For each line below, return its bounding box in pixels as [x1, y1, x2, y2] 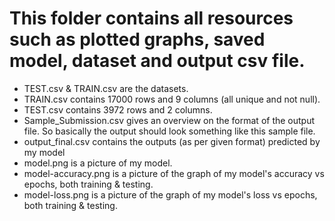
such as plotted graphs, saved [9, 28, 266, 51]
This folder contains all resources [9, 7, 294, 30]
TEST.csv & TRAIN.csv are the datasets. [23, 82, 189, 94]
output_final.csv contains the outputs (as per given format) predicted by [23, 135, 321, 147]
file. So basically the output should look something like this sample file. [23, 125, 316, 137]
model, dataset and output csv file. [9, 50, 306, 72]
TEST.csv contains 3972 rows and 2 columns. [23, 103, 213, 116]
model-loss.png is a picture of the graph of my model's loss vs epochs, [23, 188, 318, 201]
